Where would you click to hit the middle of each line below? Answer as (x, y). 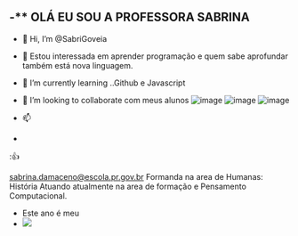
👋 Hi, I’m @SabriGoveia (64, 38)
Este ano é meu (51, 213)
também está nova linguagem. (77, 65)
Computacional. (38, 195)
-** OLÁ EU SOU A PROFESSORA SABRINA (130, 17)
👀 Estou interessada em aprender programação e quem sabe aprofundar (155, 56)
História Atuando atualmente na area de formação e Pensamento (128, 186)
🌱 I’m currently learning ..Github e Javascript (104, 83)
